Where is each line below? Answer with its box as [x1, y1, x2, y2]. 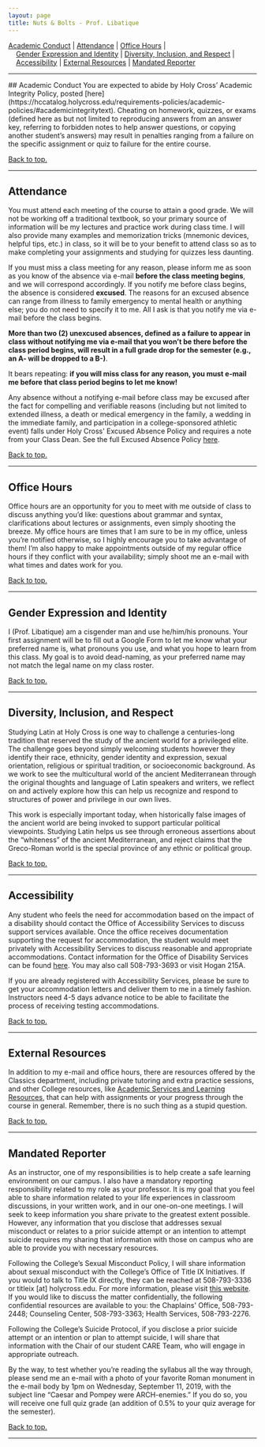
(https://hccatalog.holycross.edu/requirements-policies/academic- [8, 96, 226, 107]
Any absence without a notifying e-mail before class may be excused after [8, 393, 250, 402]
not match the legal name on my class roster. [8, 660, 155, 670]
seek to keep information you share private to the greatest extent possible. [8, 1210, 251, 1219]
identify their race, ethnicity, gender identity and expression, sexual [8, 752, 227, 761]
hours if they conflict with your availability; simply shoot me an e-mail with [8, 552, 249, 561]
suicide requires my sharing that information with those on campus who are [8, 1235, 254, 1245]
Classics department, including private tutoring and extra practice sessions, [8, 1076, 255, 1086]
